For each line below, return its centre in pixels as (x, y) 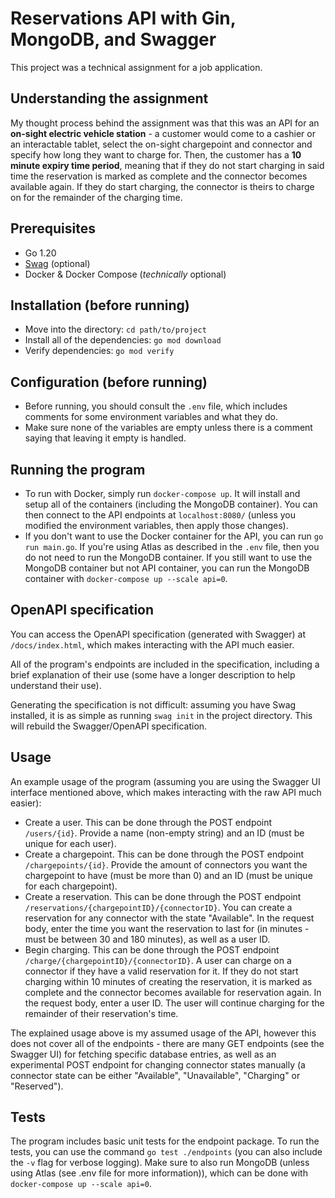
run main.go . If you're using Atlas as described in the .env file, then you (172, 546)
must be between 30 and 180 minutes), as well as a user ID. (147, 939)
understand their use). (56, 685)
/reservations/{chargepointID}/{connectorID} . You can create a (158, 907)
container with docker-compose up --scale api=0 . (126, 578)
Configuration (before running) (109, 382)
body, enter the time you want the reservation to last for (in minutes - (167, 928)
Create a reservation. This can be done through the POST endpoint (163, 896)
